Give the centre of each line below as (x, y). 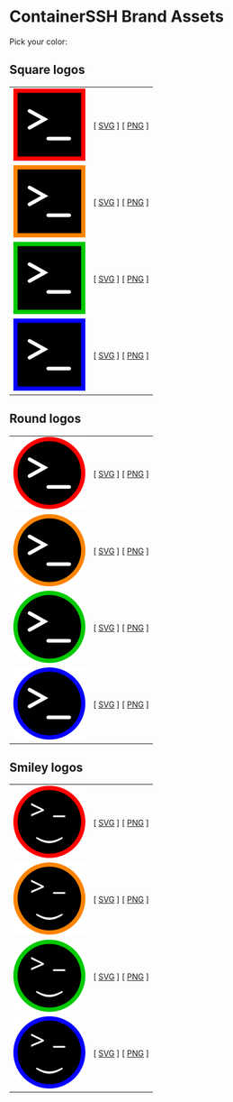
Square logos (47, 70)
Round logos (45, 419)
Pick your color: (38, 41)
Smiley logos (46, 767)
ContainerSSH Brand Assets (117, 17)
